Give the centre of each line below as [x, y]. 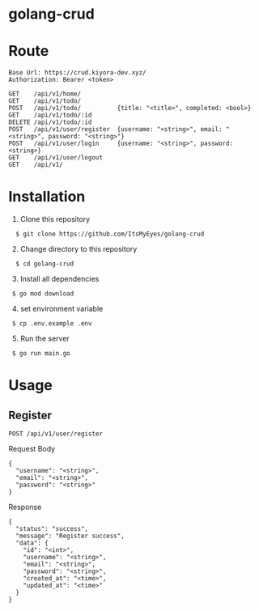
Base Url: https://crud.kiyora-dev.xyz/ [78, 73]
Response [25, 507]
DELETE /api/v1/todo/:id [50, 122]
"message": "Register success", [70, 536]
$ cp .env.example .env [52, 324]
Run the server [45, 339]
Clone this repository [55, 219]
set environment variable [62, 309]
